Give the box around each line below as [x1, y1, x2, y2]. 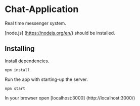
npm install [5, 67, 30, 72]
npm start [5, 86, 26, 91]
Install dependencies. [5, 58, 50, 64]
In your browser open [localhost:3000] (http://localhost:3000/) [5, 94, 135, 101]
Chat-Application [5, 4, 79, 15]
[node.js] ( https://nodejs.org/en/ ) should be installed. [5, 30, 115, 36]
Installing [5, 44, 35, 53]
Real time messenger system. [5, 20, 66, 26]
